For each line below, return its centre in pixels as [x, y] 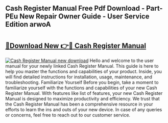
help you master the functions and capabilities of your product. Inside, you [84, 71]
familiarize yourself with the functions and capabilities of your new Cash [81, 88]
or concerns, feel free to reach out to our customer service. [68, 115]
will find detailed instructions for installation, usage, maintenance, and [79, 77]
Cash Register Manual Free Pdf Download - [75, 8]
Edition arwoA [28, 24]
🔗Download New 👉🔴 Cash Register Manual [76, 46]
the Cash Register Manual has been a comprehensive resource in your [79, 104]
